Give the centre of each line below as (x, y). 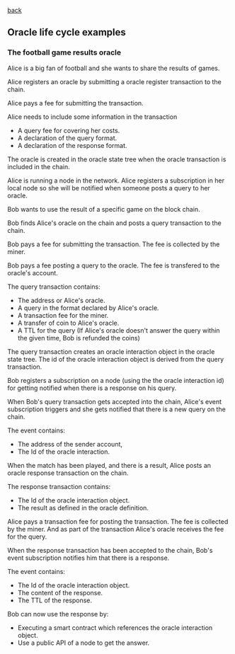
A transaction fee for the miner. (63, 315)
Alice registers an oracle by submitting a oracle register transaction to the (114, 81)
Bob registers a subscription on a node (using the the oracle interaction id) (116, 380)
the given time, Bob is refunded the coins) (79, 338)
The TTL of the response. (55, 600)
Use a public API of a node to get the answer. (84, 643)
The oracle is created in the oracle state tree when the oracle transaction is (117, 159)
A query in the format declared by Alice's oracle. (88, 308)
